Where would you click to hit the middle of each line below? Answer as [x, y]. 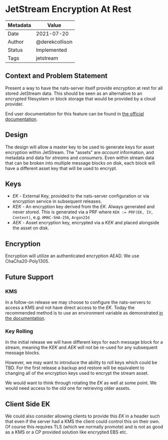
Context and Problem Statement [56, 76]
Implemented [51, 50]
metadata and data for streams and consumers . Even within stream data [80, 158]
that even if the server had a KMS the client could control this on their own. [82, 421]
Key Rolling [19, 331]
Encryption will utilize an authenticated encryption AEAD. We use [72, 256]
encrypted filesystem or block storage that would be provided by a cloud [80, 98]
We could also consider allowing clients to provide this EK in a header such [83, 416]
